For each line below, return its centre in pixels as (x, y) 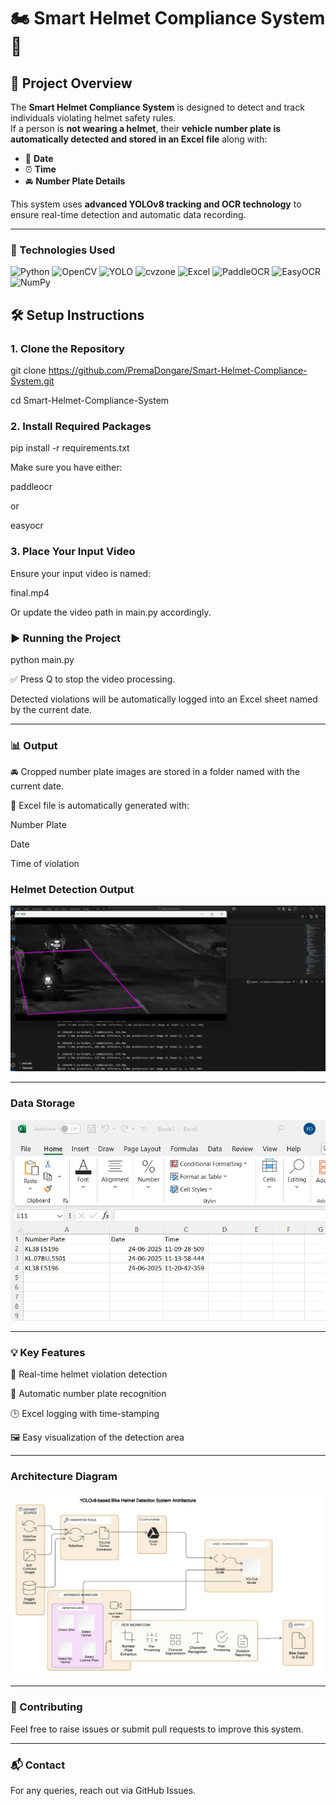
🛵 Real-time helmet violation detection (89, 1374)
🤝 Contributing (46, 1707)
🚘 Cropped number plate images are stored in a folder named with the (155, 772)
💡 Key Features (48, 1352)
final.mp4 (30, 592)
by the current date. (51, 709)
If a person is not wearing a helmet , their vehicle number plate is (146, 128)
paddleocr (31, 487)
